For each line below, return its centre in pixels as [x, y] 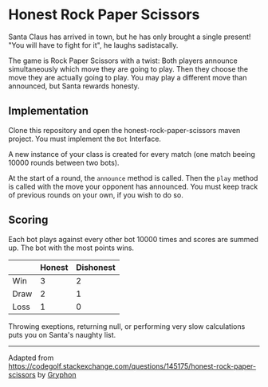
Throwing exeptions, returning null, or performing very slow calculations [127, 326]
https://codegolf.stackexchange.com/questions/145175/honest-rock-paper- [132, 366]
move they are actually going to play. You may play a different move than [128, 77]
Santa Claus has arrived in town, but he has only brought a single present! [130, 37]
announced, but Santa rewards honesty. [74, 86]
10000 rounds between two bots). [64, 162]
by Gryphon [57, 374]
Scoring [28, 220]
